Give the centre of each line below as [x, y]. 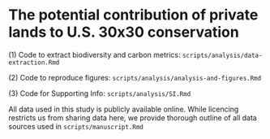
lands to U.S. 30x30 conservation [124, 32]
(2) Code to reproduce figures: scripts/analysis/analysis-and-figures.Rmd [135, 77]
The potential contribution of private [133, 15]
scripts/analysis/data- [222, 55]
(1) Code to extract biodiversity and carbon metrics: [94, 54]
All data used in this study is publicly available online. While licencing [124, 109]
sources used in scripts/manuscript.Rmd [76, 126]
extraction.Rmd [34, 63]
